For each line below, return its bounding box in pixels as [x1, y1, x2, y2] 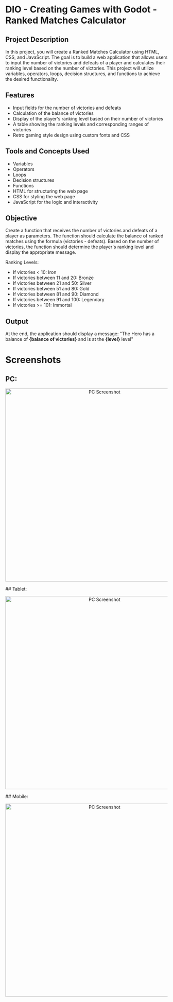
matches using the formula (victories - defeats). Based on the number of [5, 238, 159, 245]
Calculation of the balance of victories [12, 110, 94, 116]
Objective [5, 214, 38, 222]
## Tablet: [5, 586, 27, 592]
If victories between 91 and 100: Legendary [12, 297, 105, 303]
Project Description [5, 35, 69, 44]
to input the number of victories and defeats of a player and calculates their [5, 60, 166, 65]
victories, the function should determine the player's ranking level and [5, 244, 154, 250]
